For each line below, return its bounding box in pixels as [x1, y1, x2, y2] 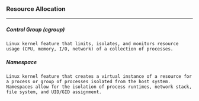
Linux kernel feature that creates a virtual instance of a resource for [6, 74, 192, 80]
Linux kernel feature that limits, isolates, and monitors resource [6, 41, 179, 47]
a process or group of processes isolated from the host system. [6, 79, 171, 85]
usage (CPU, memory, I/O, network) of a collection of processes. [6, 46, 174, 52]
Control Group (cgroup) [6, 26, 65, 33]
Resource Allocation [6, 5, 66, 13]
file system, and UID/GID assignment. [6, 89, 102, 95]
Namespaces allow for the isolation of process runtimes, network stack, [6, 84, 192, 90]
